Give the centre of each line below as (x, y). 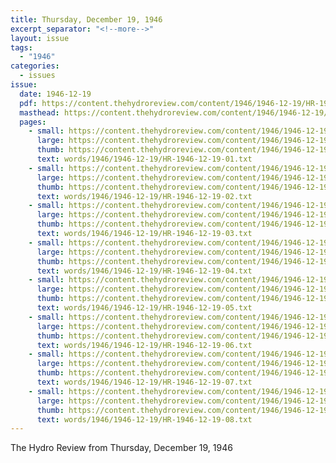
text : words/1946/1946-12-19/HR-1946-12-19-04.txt (144, 271)
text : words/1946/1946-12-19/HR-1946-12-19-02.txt (144, 196)
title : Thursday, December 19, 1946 (86, 19)
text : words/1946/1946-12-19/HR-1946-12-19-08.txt (144, 419)
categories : (35, 66)
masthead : (39, 112)
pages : (33, 122)
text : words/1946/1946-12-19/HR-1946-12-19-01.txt (144, 159)
